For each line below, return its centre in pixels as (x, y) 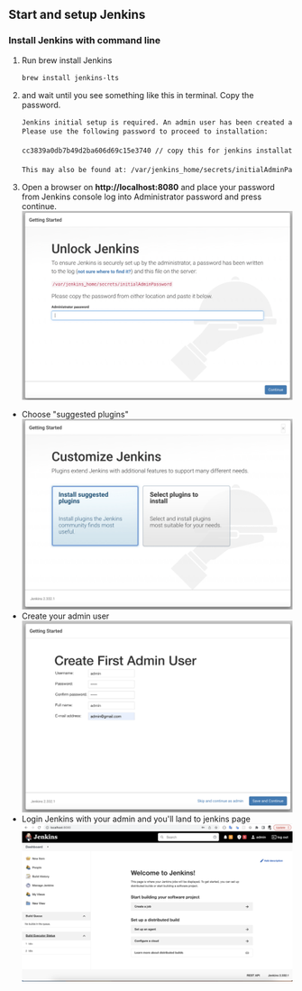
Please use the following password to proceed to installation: (145, 132)
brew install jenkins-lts (70, 78)
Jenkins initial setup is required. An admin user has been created (153, 122)
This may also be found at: (74, 170)
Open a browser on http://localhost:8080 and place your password (148, 187)
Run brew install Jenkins (67, 60)
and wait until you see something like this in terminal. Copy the (137, 95)
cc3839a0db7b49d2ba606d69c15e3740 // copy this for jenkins (137, 151)
